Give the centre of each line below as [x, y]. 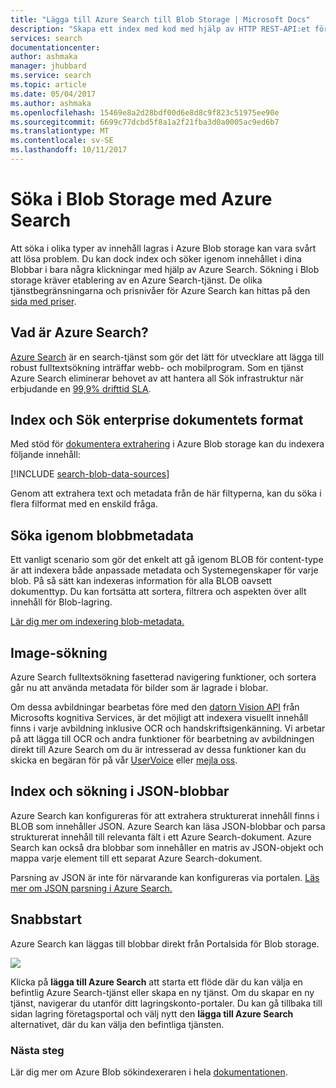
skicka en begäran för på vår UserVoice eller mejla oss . [124, 760]
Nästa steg [37, 1050]
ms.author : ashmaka [51, 103]
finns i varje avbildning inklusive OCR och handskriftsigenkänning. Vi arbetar [168, 728]
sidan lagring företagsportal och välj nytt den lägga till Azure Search [152, 1013]
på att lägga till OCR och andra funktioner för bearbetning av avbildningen [162, 739]
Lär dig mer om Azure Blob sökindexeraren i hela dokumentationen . [149, 1072]
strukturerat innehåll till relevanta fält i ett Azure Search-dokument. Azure [161, 837]
